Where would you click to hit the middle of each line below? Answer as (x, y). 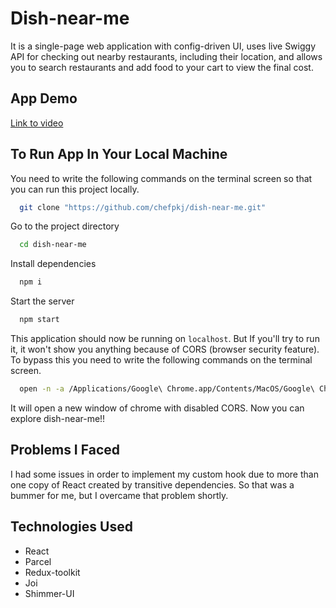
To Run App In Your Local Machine (119, 154)
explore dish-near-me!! (58, 418)
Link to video (37, 123)
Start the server (42, 301)
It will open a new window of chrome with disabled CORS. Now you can (157, 408)
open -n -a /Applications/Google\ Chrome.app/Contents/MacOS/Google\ (167, 389)
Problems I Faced (65, 450)
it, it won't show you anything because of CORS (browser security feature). (165, 349)
